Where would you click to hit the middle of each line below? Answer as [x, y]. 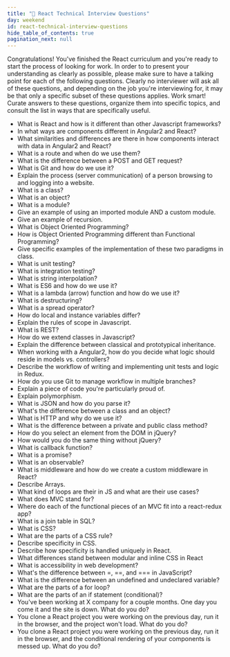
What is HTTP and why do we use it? [69, 418]
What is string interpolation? [57, 278]
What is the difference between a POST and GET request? [100, 161]
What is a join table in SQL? [56, 521]
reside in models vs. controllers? [63, 359]
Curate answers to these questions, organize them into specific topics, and [114, 103]
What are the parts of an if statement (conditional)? [90, 595]
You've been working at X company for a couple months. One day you [117, 602]
